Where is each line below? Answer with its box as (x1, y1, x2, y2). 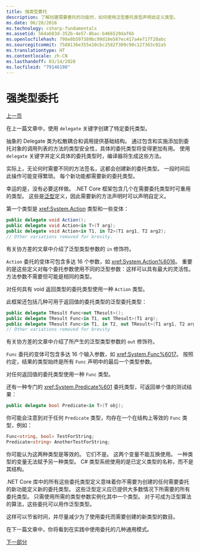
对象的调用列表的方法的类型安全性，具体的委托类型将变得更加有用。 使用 (11, 145, 190, 152)
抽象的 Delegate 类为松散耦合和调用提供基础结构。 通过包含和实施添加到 (6, 137, 184, 145)
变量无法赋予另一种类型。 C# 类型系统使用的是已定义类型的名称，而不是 (16, 458, 193, 465)
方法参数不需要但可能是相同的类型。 (6, 273, 95, 280)
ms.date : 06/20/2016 (6, 20, 58, 26)
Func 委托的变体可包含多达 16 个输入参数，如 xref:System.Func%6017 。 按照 (6, 350, 194, 358)
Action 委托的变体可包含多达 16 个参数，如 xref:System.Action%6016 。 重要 (6, 258, 193, 265)
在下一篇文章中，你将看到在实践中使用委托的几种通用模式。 (6, 525, 152, 533)
